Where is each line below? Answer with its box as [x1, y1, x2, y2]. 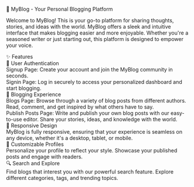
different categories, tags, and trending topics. [6, 175, 118, 181]
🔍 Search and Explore [6, 160, 60, 166]
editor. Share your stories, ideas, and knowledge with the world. [23, 116, 178, 123]
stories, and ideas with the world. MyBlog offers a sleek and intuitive [6, 23, 171, 30]
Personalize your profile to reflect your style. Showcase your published [6, 147, 178, 154]
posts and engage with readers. [6, 153, 83, 160]
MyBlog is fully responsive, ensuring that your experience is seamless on [6, 128, 183, 135]
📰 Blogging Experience [6, 91, 62, 98]
